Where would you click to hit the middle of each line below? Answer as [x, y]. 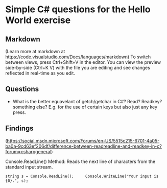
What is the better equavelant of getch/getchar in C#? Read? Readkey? [87, 101]
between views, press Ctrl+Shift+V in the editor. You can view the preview [83, 62]
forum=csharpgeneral [28, 151]
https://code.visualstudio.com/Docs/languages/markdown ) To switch [78, 57]
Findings [20, 128]
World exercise [38, 20]
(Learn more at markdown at [35, 51]
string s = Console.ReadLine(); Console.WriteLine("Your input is [82, 176]
